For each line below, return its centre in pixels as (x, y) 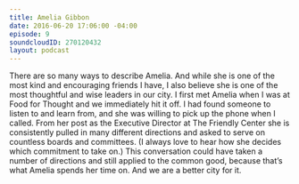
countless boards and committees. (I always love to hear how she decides (145, 142)
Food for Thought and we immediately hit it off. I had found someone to (140, 104)
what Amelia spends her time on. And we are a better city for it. (125, 171)
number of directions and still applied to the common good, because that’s (146, 161)
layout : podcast (39, 51)
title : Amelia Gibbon (50, 17)
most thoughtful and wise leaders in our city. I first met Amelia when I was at (149, 95)
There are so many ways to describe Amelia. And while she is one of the (142, 76)
